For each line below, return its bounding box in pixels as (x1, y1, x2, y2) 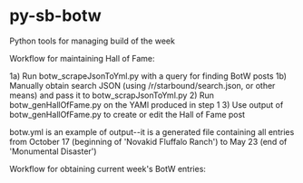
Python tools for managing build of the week (9, 35, 175, 46)
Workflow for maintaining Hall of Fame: (9, 53, 156, 63)
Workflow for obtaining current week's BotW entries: (9, 163, 207, 174)
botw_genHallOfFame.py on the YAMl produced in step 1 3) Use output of (9, 99, 284, 110)
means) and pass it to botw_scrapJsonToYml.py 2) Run (9, 90, 215, 101)
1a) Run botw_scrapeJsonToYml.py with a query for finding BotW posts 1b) (9, 70, 288, 82)
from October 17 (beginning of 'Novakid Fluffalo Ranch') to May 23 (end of (9, 136, 288, 147)
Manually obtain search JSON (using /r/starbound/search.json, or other (9, 80, 276, 91)
